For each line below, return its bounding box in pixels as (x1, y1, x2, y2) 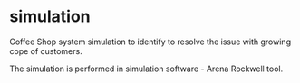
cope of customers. (9, 45, 83, 56)
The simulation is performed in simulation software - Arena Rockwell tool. (9, 63, 284, 74)
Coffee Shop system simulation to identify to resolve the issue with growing (9, 36, 292, 47)
